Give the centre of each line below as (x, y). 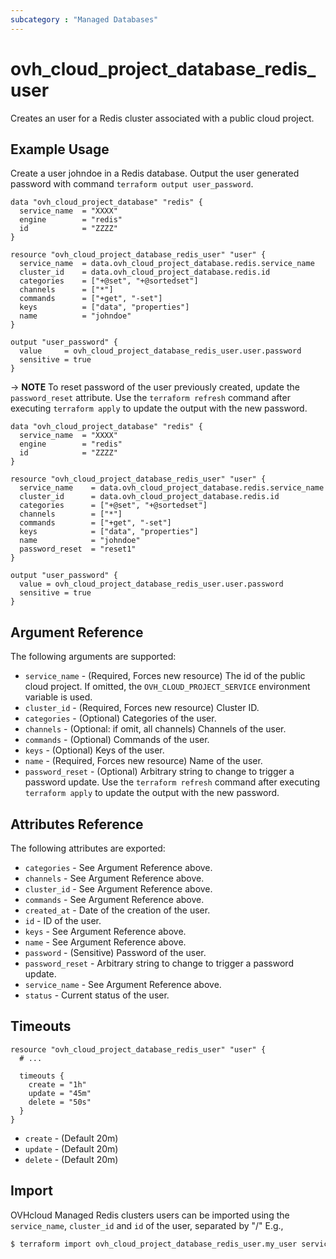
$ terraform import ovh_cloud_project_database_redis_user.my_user (154, 1244)
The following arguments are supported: (93, 657)
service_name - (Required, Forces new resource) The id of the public (165, 676)
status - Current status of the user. (97, 995)
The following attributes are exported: (88, 848)
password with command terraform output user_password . (132, 184)
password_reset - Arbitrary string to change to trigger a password (159, 963)
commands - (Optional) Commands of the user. (117, 740)
